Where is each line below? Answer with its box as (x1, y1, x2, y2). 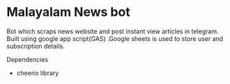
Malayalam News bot (6, 4, 130, 20)
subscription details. (6, 42, 66, 50)
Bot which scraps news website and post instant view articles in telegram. (6, 27, 219, 35)
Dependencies (6, 55, 49, 63)
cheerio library (16, 69, 59, 77)
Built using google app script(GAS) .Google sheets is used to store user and (6, 34, 224, 42)
